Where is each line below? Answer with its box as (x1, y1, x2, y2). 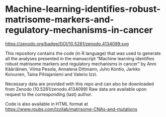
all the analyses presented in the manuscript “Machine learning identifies (5, 55, 155, 61)
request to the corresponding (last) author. (5, 91, 92, 97)
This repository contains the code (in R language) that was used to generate (5, 50, 161, 56)
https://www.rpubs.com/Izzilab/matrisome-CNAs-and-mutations (5, 106, 138, 112)
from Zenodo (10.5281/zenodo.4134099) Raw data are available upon (5, 86, 147, 92)
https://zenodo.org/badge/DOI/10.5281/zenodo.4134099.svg (5, 40, 129, 46)
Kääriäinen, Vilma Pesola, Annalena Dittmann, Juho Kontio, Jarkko (5, 66, 141, 72)
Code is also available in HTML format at (5, 101, 88, 107)
